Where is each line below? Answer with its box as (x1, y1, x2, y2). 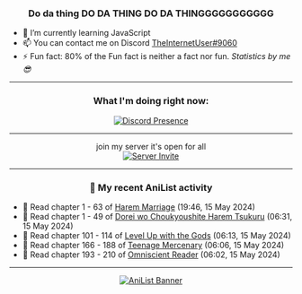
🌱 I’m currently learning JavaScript (22, 28, 151, 39)
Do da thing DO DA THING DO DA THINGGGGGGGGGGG (28, 7, 274, 20)
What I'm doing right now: (93, 95, 209, 108)
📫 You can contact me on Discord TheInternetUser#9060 (22, 38, 238, 48)
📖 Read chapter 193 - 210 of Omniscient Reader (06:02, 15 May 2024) (22, 249, 280, 260)
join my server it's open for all (95, 141, 207, 151)
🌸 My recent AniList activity (89, 181, 213, 194)
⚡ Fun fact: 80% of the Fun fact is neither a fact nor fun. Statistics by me (22, 51, 291, 62)
